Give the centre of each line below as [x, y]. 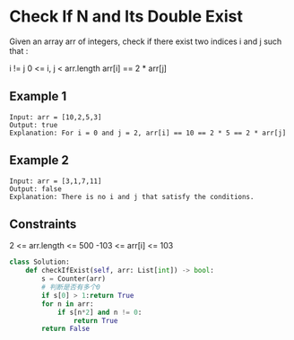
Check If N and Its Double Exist [126, 17]
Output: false [36, 189]
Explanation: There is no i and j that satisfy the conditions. [132, 196]
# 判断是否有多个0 [71, 287]
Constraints [43, 224]
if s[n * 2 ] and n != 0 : [99, 312]
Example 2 [39, 160]
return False [66, 329]
